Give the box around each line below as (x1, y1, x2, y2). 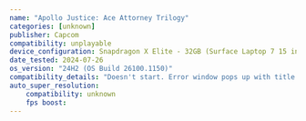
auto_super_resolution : (9, 81, 100, 90)
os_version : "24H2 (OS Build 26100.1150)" (9, 65, 173, 74)
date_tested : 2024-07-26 (9, 55, 104, 65)
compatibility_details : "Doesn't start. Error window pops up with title (9, 73, 296, 82)
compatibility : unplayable (9, 38, 112, 48)
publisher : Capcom (9, 30, 79, 39)
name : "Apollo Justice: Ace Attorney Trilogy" (9, 13, 189, 23)
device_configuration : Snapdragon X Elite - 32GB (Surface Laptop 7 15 (9, 47, 287, 56)
